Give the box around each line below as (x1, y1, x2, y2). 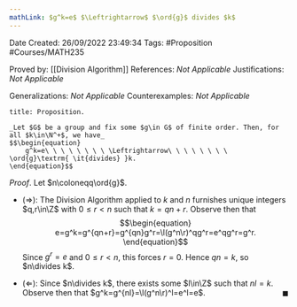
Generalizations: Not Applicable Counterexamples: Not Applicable (9, 90, 250, 101)
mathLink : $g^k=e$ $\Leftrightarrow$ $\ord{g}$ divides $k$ (9, 12, 237, 22)
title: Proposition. (9, 107, 86, 116)
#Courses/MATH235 (9, 46, 85, 58)
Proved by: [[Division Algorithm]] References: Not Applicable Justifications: (9, 64, 285, 74)
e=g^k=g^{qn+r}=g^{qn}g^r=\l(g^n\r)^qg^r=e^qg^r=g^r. (54, 226, 257, 237)
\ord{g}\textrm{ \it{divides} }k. (9, 154, 137, 163)
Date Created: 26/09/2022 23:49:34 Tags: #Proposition (9, 37, 213, 48)
